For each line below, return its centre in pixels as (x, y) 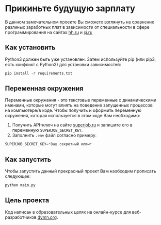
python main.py (20, 185)
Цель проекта (27, 200)
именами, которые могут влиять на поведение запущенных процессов (79, 105)
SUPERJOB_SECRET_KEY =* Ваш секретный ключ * (48, 144)
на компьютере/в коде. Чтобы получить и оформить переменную (73, 110)
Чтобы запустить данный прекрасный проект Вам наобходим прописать (81, 171)
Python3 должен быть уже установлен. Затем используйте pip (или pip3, (80, 59)
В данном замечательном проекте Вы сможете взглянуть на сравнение (80, 22)
